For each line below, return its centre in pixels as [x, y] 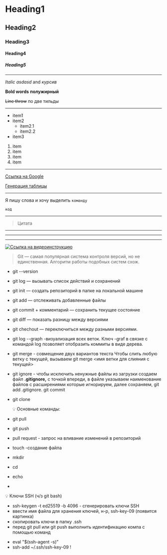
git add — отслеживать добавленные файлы [59, 300]
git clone [21, 399]
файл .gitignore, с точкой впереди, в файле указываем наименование [87, 379]
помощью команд [32, 532]
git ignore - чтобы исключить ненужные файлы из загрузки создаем [85, 374]
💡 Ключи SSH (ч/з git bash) [34, 496]
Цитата [25, 223]
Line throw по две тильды [32, 101]
